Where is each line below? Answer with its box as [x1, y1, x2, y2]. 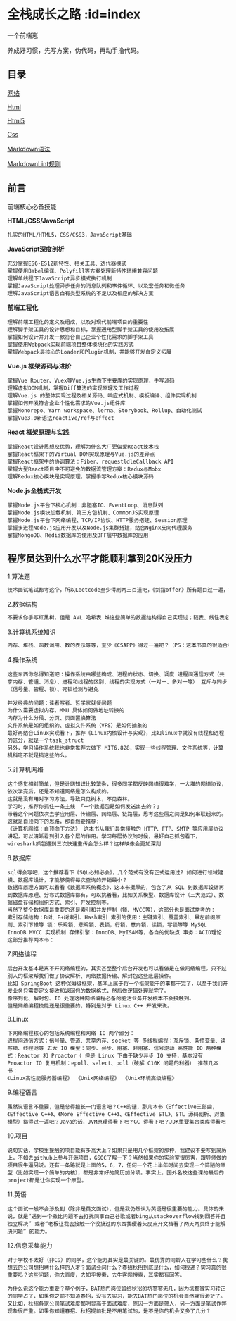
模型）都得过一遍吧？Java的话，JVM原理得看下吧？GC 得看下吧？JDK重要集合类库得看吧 [7, 1118, 226, 1125]
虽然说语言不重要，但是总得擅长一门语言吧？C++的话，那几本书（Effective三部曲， [7, 1103, 218, 1110]
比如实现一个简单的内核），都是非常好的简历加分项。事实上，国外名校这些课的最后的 [17, 1170, 225, 1177]
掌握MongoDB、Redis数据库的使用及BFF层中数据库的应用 [7, 531, 149, 539]
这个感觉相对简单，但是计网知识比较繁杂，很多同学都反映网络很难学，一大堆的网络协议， [7, 781, 227, 788]
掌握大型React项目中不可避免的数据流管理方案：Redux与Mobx [7, 466, 162, 473]
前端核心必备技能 [7, 202, 57, 211]
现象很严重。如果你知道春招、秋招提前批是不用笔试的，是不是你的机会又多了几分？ [7, 1308, 211, 1315]
